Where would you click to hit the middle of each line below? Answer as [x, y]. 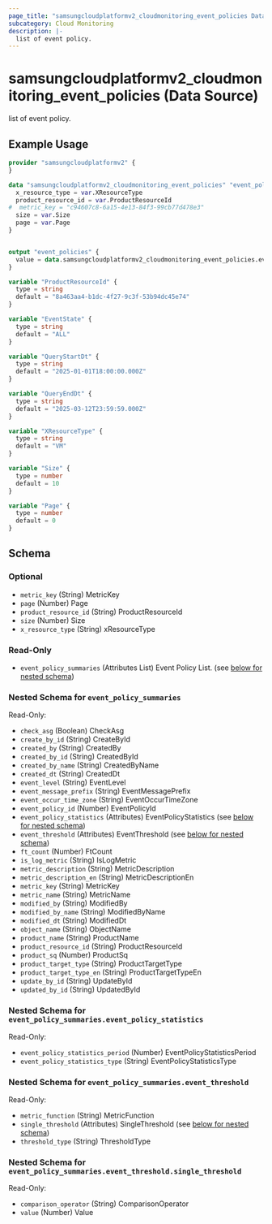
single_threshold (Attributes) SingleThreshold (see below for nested [134, 1124]
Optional [25, 577]
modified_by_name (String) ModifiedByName [93, 912]
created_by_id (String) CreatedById [79, 757]
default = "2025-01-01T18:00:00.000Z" [81, 372]
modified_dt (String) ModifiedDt [73, 921]
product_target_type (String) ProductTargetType [101, 964]
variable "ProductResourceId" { [63, 282]
